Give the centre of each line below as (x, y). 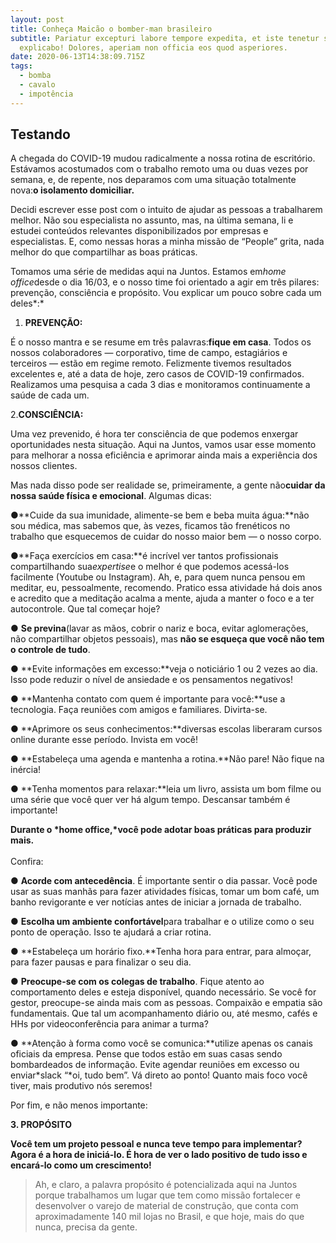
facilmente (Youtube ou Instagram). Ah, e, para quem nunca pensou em (158, 577)
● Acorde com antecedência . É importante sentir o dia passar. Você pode (164, 881)
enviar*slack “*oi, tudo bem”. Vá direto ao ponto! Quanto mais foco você (159, 1075)
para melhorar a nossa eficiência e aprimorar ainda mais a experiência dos (164, 455)
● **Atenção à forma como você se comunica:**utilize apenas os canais (161, 1043)
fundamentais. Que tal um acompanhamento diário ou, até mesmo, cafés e (164, 1013)
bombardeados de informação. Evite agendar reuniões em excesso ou (155, 1065)
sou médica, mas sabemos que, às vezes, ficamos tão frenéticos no (150, 526)
